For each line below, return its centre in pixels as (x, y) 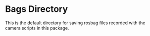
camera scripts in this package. (37, 28)
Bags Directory (37, 9)
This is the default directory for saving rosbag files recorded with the (75, 23)
